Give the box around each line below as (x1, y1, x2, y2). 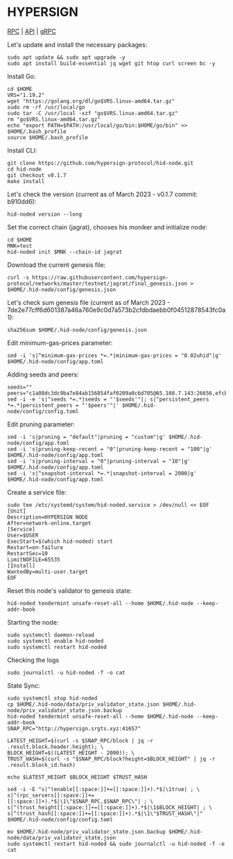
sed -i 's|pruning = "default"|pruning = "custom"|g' (7, 433, 166, 440)
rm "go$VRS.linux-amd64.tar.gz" (7, 116, 101, 123)
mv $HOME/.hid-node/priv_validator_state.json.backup (7, 828, 166, 835)
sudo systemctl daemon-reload (7, 632, 95, 639)
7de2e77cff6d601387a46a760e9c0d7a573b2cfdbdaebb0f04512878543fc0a (7, 306, 226, 314)
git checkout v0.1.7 (7, 171, 67, 179)
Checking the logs (7, 656, 60, 664)
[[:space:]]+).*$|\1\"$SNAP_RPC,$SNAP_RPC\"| (7, 798, 141, 805)
